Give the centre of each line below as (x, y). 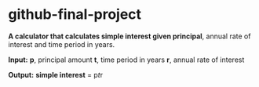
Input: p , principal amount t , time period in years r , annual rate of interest (126, 60)
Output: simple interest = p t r (56, 74)
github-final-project (75, 14)
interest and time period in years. (62, 44)
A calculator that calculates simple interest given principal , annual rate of (129, 36)
